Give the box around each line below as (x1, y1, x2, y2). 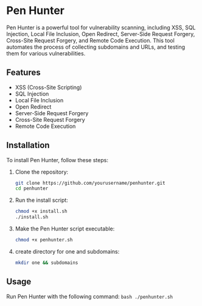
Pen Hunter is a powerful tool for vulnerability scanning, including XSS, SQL (6, 24, 196, 31)
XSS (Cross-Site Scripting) (15, 84, 82, 91)
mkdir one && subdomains (15, 260, 78, 266)
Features (6, 68, 41, 78)
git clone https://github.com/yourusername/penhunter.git (15, 180, 165, 186)
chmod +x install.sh (15, 208, 68, 215)
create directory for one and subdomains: (15, 247, 120, 255)
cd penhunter (15, 185, 49, 192)
